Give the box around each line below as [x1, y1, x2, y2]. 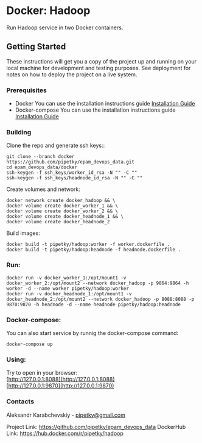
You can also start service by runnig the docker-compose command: [6, 329, 179, 336]
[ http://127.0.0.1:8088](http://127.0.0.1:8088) [6, 376, 115, 383]
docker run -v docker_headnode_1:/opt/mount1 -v [6, 290, 132, 297]
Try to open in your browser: [6, 369, 78, 376]
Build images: [6, 229, 41, 237]
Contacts [6, 397, 35, 406]
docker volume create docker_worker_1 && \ [6, 203, 119, 209]
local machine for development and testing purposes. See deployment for [6, 64, 191, 71]
